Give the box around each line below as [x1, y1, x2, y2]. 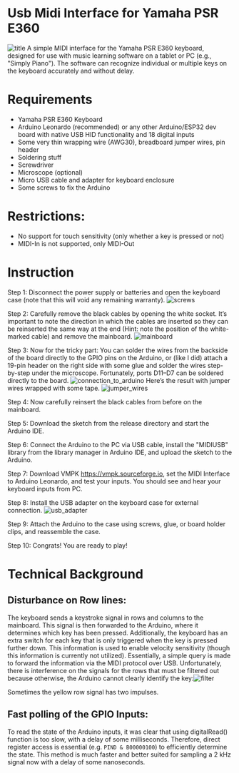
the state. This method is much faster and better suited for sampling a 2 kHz [7, 750, 232, 759]
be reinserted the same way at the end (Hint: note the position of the [7, 324, 209, 333]
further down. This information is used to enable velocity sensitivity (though [7, 643, 230, 652]
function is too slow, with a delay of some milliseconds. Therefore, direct [7, 734, 220, 743]
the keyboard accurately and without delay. [7, 66, 135, 75]
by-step [7, 369, 31, 377]
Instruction [7, 265, 74, 280]
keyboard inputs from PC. [7, 484, 83, 493]
